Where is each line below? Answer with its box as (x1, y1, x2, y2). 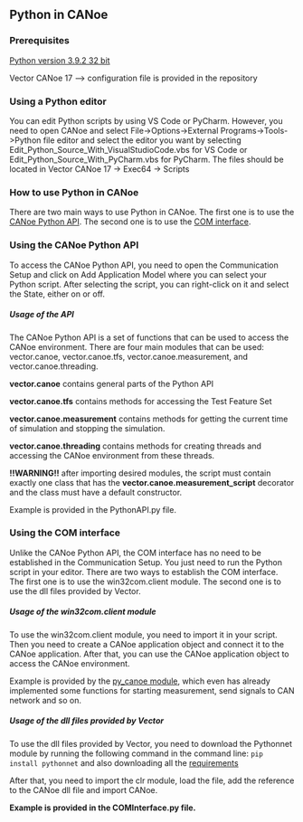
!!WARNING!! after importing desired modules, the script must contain (9, 468, 271, 478)
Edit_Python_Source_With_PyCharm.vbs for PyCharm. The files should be (9, 154, 284, 165)
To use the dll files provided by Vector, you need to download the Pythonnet (9, 738, 292, 749)
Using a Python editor (9, 95, 107, 108)
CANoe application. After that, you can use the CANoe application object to (9, 648, 289, 659)
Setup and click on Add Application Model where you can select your (9, 269, 267, 279)
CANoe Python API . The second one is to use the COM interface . (9, 216, 251, 227)
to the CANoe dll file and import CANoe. (9, 784, 158, 795)
